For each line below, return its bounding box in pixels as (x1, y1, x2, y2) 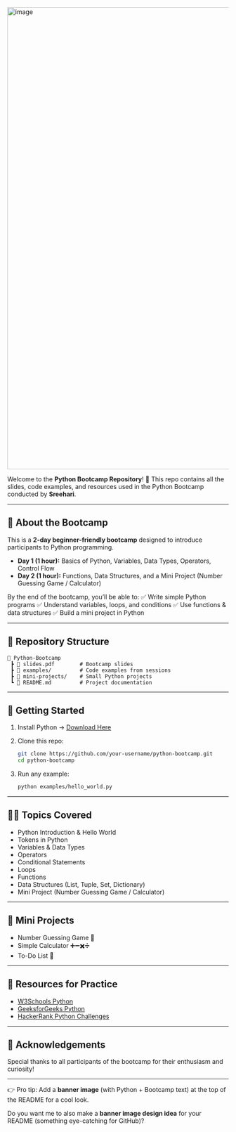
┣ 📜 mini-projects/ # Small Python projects (10, 672, 152, 680)
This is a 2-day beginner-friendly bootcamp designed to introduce (7, 535, 202, 544)
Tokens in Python (17, 835, 68, 844)
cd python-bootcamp (17, 757, 75, 765)
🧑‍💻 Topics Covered (7, 809, 93, 821)
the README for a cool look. (7, 1095, 89, 1104)
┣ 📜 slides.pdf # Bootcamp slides (10, 661, 133, 668)
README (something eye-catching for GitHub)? (7, 1117, 145, 1125)
